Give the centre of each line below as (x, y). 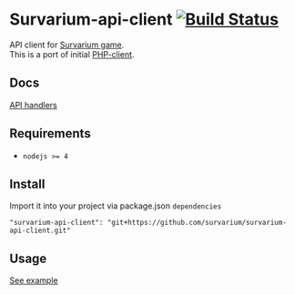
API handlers (33, 105)
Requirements (50, 133)
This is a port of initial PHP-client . (72, 54)
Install (27, 183)
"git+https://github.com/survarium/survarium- (197, 223)
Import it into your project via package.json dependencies (116, 206)
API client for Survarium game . (67, 45)
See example (34, 280)
